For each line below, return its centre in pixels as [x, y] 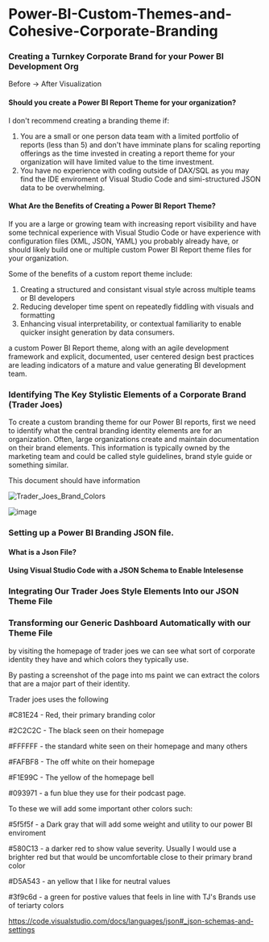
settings [22, 929]
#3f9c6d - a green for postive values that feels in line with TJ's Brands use [132, 897]
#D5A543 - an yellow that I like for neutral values [89, 881]
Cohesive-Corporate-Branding [114, 31]
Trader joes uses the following [58, 699]
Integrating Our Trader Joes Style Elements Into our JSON [124, 591]
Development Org [43, 67]
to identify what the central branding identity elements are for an [116, 431]
